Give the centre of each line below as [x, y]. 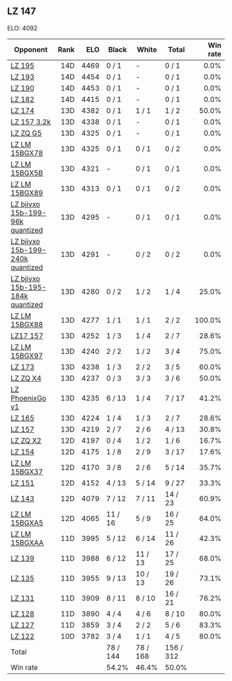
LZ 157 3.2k [31, 122]
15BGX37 [27, 472]
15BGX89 [27, 193]
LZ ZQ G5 [26, 133]
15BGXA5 [27, 522]
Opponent [31, 49]
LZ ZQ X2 [26, 441]
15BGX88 [27, 324]
